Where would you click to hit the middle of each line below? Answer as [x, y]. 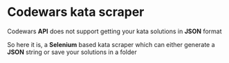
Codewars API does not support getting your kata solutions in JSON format [114, 31]
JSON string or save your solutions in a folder [72, 52]
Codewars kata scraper [76, 12]
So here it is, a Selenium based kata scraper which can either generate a [111, 44]
